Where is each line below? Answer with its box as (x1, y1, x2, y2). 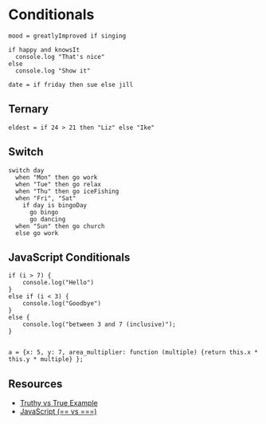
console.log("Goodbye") (22, 300, 102, 308)
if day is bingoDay (22, 201, 88, 209)
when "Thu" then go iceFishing (15, 187, 119, 195)
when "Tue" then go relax (15, 180, 102, 188)
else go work (15, 229, 59, 237)
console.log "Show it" (15, 66, 91, 75)
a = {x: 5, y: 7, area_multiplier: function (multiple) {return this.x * (8, 348, 259, 356)
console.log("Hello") (22, 279, 94, 287)
